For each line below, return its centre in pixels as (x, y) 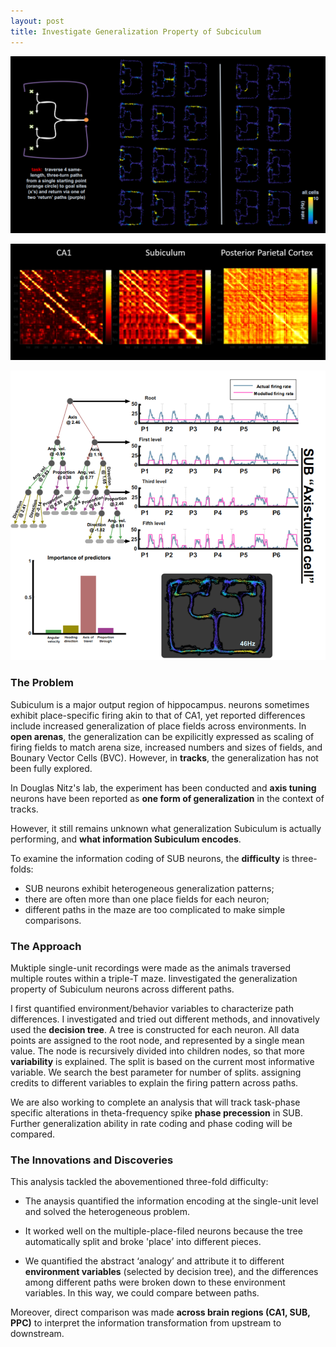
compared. (33, 1134)
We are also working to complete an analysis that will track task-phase (155, 1102)
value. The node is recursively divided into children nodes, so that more (158, 1051)
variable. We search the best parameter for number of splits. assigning (156, 1072)
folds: (22, 869)
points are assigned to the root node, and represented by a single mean (157, 1040)
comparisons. (53, 920)
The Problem (42, 683)
